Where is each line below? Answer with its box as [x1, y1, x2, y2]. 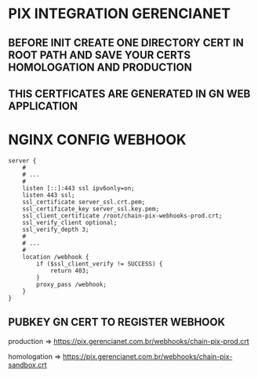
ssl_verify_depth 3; [22, 225, 89, 233]
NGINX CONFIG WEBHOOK [8, 131, 187, 149]
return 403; [49, 266, 89, 275]
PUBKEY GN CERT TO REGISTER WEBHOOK [8, 316, 226, 329]
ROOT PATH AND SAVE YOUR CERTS [8, 48, 191, 61]
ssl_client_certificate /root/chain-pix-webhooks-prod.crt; [22, 211, 223, 220]
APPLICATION [8, 99, 78, 112]
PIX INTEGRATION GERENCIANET [8, 5, 231, 23]
